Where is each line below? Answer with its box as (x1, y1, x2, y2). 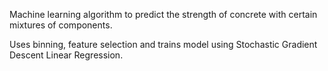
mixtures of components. (9, 19, 113, 31)
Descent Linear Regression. (9, 49, 124, 61)
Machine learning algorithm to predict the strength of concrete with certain (9, 9, 318, 20)
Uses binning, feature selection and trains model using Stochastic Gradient (9, 39, 318, 50)
